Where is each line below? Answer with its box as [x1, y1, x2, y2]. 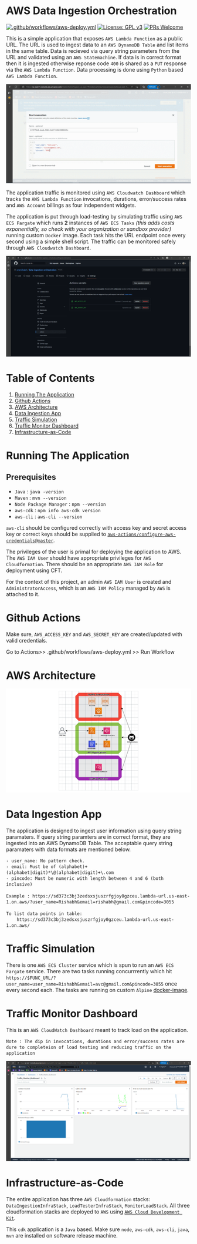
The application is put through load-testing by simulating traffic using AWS [6, 213, 183, 220]
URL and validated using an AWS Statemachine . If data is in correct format [6, 53, 182, 60]
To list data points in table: [6, 911, 83, 917]
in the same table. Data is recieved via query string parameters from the [6, 47, 180, 54]
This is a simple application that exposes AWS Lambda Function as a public [6, 35, 183, 42]
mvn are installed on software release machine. [6, 1232, 118, 1239]
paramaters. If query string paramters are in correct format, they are [6, 833, 171, 840]
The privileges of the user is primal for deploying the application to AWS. [6, 548, 182, 555]
